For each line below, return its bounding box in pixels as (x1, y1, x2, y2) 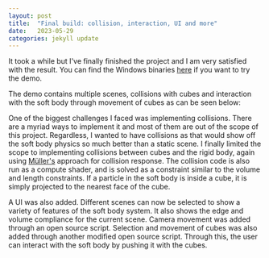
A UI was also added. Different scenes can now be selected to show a (8, 198, 241, 207)
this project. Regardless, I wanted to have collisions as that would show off (8, 131, 256, 140)
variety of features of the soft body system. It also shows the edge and (8, 206, 244, 216)
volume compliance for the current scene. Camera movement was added (8, 214, 251, 224)
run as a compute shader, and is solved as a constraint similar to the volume (8, 164, 260, 174)
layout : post (8, 11, 52, 20)
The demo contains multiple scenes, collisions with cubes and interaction (8, 89, 252, 99)
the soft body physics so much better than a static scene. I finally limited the (8, 139, 262, 149)
